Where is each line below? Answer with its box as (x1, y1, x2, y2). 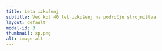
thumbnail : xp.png (6, 30, 51, 36)
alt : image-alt (6, 36, 43, 42)
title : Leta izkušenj (6, 8, 59, 15)
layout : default (6, 19, 46, 25)
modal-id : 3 (6, 25, 35, 31)
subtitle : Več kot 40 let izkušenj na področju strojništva (6, 14, 157, 20)
